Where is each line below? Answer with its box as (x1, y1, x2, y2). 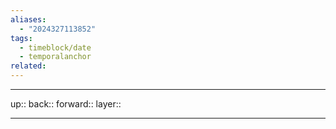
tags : (10, 33, 33, 43)
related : (10, 61, 47, 71)
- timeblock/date (19, 42, 92, 53)
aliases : (10, 14, 47, 25)
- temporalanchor (19, 52, 92, 62)
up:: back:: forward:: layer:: (10, 98, 122, 110)
